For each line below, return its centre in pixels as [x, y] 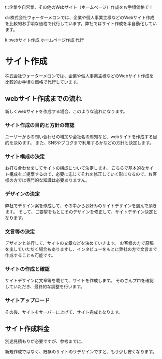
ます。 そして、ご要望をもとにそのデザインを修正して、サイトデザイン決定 [79, 212]
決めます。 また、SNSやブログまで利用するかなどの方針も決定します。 [83, 143]
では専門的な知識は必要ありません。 [54, 180]
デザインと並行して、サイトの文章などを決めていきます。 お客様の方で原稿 [79, 243]
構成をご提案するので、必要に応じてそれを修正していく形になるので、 [79, 174]
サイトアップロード [27, 301]
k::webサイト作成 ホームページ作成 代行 [44, 40]
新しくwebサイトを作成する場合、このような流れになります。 [66, 111]
